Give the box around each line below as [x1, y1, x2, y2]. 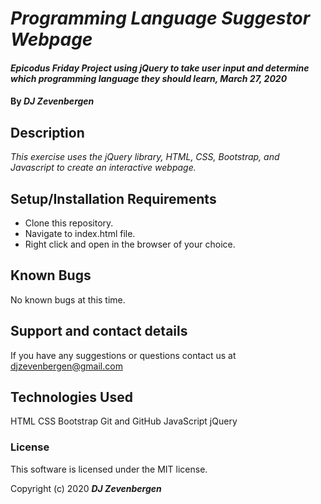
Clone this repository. [24, 217, 114, 229]
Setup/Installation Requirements [10, 190, 217, 207]
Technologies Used [10, 389, 133, 406]
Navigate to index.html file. [24, 228, 136, 239]
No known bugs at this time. [10, 293, 126, 306]
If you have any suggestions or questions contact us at [10, 349, 237, 361]
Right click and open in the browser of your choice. [24, 238, 236, 250]
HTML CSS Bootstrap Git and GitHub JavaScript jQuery [10, 415, 238, 427]
